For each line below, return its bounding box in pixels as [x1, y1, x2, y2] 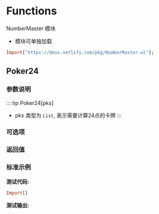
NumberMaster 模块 [6, 25, 56, 32]
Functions [6, 4, 57, 18]
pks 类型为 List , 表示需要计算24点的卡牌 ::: [14, 111, 122, 119]
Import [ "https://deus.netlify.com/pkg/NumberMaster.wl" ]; [6, 49, 154, 55]
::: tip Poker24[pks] [6, 99, 54, 106]
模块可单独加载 [14, 37, 52, 44]
